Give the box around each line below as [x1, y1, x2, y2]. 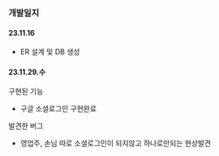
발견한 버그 [8, 121, 44, 131]
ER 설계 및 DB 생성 [19, 47, 80, 57]
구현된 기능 [8, 87, 44, 97]
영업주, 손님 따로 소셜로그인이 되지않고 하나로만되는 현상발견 [19, 138, 212, 148]
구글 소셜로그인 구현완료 [19, 104, 97, 114]
